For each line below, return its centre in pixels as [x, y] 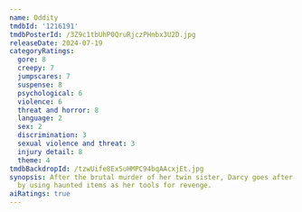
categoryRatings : [42, 51]
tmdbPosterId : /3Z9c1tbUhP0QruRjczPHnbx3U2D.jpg [103, 34]
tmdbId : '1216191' [44, 26]
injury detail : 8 [50, 152]
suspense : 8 [40, 85]
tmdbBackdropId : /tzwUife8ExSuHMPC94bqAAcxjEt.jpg [107, 169]
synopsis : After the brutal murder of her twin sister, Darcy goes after [151, 177]
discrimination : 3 [52, 135]
